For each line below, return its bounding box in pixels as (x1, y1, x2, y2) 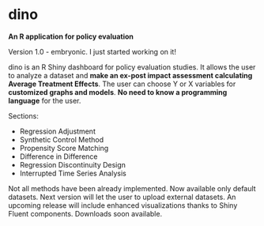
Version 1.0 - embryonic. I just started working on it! (8, 47, 176, 56)
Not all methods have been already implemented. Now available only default (8, 183, 256, 193)
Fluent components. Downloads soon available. (8, 209, 163, 218)
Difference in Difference (19, 152, 98, 161)
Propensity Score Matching (19, 143, 109, 153)
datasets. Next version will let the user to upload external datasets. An (8, 192, 236, 202)
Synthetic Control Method (19, 134, 104, 144)
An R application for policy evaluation (8, 32, 134, 41)
